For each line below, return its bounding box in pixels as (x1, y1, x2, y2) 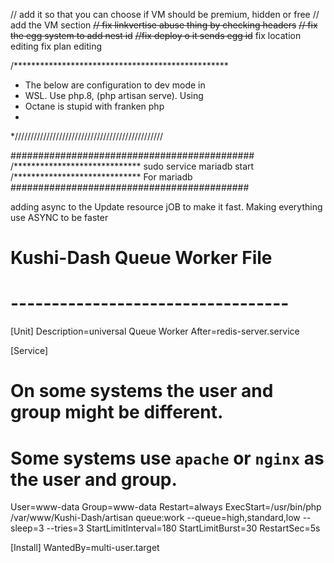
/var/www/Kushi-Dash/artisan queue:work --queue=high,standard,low (10, 512, 301, 524)
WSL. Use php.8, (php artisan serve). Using (24, 90, 204, 101)
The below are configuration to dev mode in (24, 79, 206, 91)
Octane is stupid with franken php (24, 100, 165, 112)
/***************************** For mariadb (10, 171, 193, 183)
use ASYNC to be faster (10, 212, 109, 223)
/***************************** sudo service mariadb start (10, 160, 255, 172)
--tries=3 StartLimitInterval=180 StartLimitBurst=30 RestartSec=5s (46, 522, 321, 534)
